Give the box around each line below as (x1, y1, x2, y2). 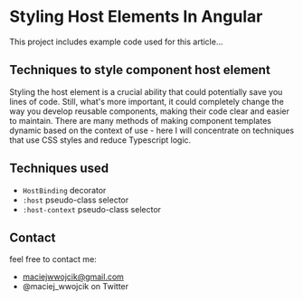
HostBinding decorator (22, 184, 107, 195)
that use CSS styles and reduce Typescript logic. (9, 134, 192, 146)
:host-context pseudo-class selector (22, 203, 161, 214)
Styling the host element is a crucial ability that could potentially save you (9, 86, 283, 97)
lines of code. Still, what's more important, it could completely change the (9, 96, 285, 107)
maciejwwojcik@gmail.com (22, 271, 125, 282)
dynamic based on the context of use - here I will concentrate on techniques (9, 125, 295, 136)
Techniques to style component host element (9, 62, 271, 78)
